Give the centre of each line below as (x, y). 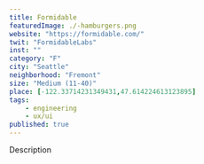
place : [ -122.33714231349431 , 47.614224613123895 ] (103, 91)
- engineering (51, 108)
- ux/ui (39, 116)
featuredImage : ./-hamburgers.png (73, 26)
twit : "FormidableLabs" (53, 42)
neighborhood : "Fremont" (55, 75)
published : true (39, 125)
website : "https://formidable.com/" (77, 34)
